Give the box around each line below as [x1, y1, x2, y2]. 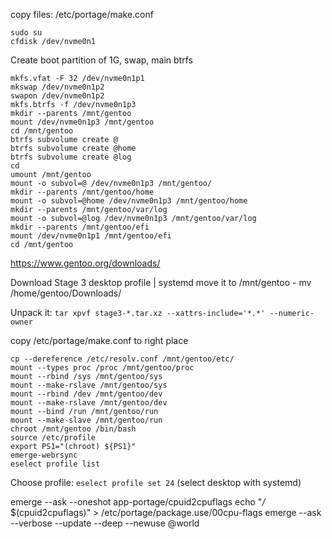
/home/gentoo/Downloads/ [10, 287, 122, 299]
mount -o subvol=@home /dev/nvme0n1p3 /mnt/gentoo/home [10, 196, 248, 206]
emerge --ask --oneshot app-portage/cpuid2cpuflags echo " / [10, 496, 266, 508]
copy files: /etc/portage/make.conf [10, 9, 154, 20]
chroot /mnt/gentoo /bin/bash [10, 424, 137, 434]
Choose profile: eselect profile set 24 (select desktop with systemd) [10, 477, 302, 488]
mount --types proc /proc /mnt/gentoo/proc [10, 363, 195, 373]
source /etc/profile [10, 433, 97, 443]
